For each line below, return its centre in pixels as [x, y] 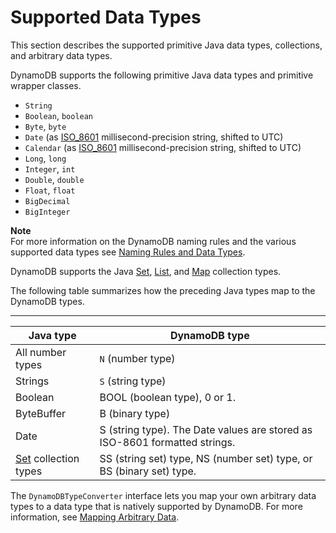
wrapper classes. [46, 85]
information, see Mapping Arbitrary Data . [95, 517]
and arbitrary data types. [61, 55]
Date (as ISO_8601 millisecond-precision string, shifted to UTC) [154, 137]
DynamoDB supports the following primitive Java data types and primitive [162, 75]
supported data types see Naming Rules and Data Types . [128, 252]
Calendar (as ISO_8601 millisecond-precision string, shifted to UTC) [163, 147]
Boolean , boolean [59, 115]
